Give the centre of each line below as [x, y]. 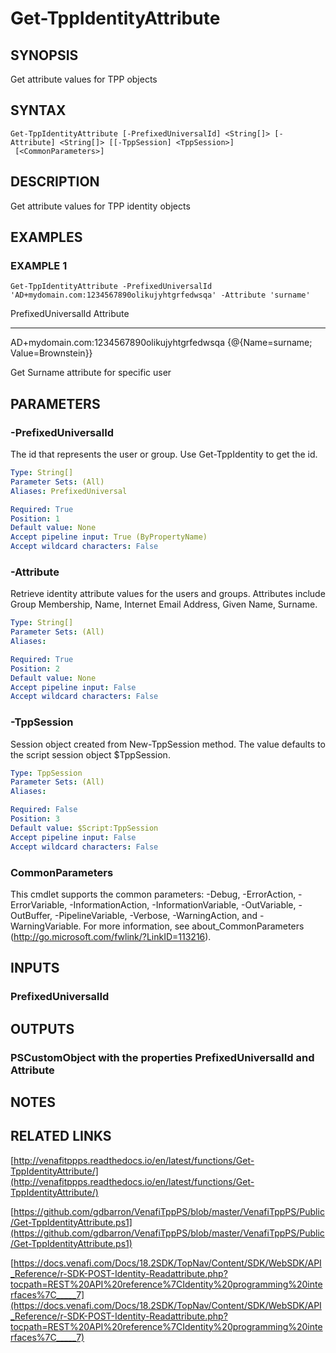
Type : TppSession [46, 773]
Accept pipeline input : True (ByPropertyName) [109, 537]
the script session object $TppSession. [90, 754]
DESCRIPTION [55, 182]
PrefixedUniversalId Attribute [70, 314]
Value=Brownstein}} [51, 353]
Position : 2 [35, 668]
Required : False [44, 810]
